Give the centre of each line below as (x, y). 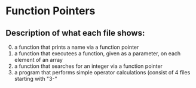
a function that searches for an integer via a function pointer (88, 66)
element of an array (39, 60)
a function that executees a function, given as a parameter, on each (97, 54)
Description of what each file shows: (75, 33)
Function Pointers (50, 11)
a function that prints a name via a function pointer (76, 47)
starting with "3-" (36, 79)
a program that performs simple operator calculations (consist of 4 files (102, 72)
